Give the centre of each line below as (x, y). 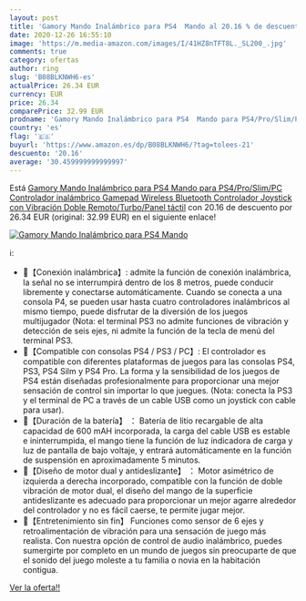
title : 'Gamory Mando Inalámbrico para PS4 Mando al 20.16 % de (136, 26)
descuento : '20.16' (46, 153)
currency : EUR (36, 94)
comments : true (38, 52)
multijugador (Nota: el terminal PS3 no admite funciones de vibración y (155, 321)
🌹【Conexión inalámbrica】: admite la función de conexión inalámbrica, (157, 272)
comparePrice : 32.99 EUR (56, 111)
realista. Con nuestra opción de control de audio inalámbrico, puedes (152, 540)
